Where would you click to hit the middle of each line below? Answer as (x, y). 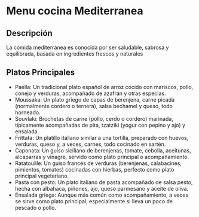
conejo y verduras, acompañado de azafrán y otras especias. (90, 93)
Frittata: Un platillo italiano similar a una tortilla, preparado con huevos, (102, 137)
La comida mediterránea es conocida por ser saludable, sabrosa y (88, 47)
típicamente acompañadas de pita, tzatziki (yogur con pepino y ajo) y (100, 125)
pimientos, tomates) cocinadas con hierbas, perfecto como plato (94, 169)
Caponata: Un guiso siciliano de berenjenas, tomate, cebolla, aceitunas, (103, 150)
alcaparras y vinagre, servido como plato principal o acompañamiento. (102, 157)
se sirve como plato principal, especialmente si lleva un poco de (94, 201)
